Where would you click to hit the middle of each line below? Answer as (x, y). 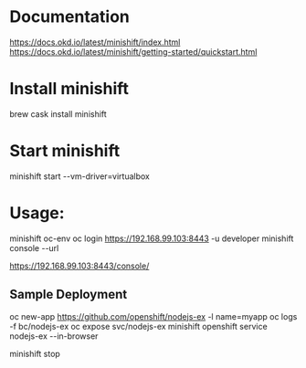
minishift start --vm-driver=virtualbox (80, 176)
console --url (34, 247)
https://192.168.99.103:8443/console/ (79, 266)
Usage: (37, 213)
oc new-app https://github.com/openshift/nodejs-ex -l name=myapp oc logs (153, 316)
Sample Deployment (69, 294)
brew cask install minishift (58, 114)
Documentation (70, 17)
